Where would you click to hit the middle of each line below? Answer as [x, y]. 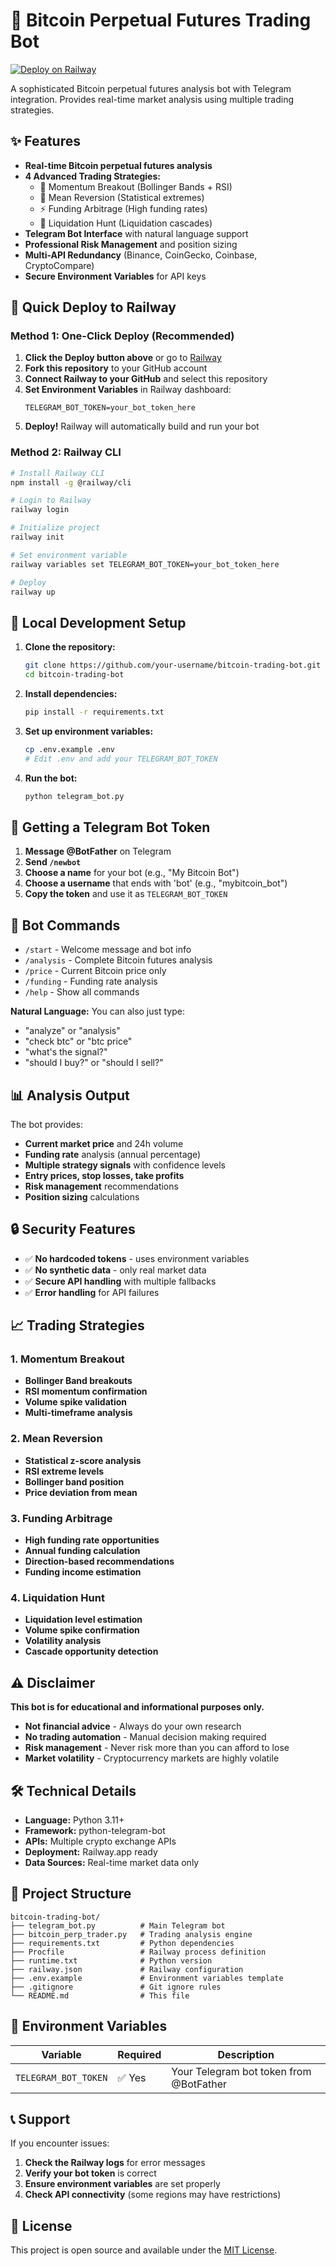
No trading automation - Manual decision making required [145, 1737]
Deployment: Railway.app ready [91, 1852]
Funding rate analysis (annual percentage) [113, 1154]
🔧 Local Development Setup [98, 622]
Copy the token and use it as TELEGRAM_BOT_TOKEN [126, 894]
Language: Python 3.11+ [74, 1820]
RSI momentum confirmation [86, 1391]
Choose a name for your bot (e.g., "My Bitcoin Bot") [132, 873]
